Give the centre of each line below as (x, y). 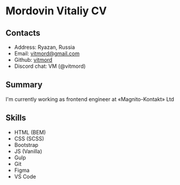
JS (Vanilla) (28, 151)
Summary (24, 85)
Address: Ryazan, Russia (45, 47)
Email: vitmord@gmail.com (47, 54)
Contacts (23, 33)
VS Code (25, 176)
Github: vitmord (33, 60)
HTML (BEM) (30, 132)
